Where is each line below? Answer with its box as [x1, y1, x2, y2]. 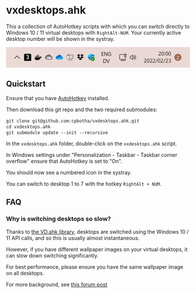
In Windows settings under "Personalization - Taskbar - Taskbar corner [6, 151, 178, 158]
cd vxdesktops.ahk [6, 124, 51, 129]
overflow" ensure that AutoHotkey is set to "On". [6, 158, 123, 165]
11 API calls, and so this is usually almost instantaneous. [6, 234, 140, 241]
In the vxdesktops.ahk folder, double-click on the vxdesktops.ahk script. [6, 140, 177, 147]
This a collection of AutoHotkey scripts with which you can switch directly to [6, 23, 190, 30]
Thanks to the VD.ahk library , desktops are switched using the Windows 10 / [6, 228, 189, 235]
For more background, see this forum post [6, 281, 108, 288]
